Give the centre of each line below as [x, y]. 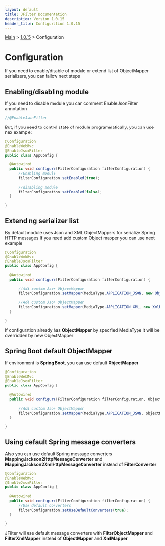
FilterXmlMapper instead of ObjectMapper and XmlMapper [66, 538]
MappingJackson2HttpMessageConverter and [54, 459]
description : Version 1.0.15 [35, 19]
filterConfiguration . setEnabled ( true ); [59, 178]
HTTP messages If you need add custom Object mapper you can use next [80, 238]
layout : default [22, 10]
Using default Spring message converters [70, 442]
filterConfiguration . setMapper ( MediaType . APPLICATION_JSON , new [85, 293]
